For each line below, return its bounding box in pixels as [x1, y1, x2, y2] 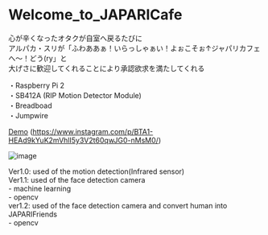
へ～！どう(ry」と [8, 53, 68, 63]
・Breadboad [8, 101, 52, 110]
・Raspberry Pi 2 [8, 80, 65, 90]
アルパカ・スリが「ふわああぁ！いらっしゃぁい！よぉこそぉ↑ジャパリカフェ [8, 43, 261, 53]
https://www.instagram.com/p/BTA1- [31, 126, 154, 136]
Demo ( [8, 126, 33, 136]
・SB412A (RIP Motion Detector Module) [8, 90, 142, 100]
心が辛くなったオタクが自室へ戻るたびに [8, 33, 142, 43]
